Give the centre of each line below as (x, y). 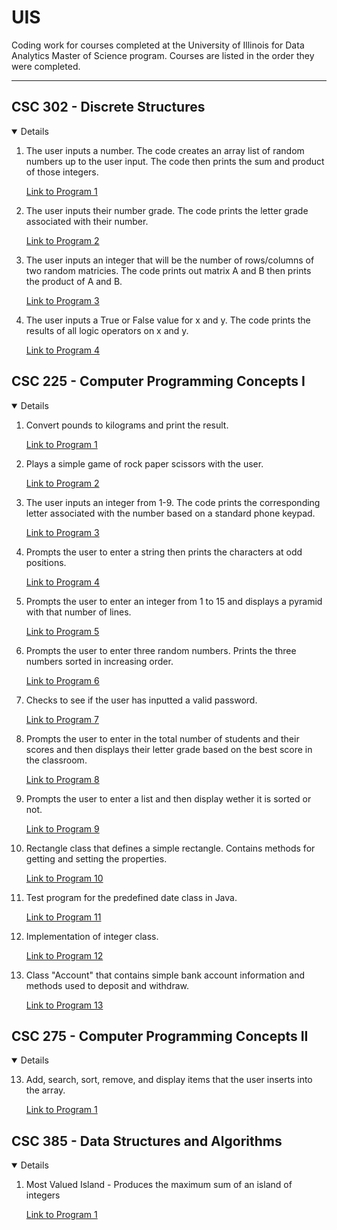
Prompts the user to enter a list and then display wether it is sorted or (168, 798)
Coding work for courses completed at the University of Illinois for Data (158, 45)
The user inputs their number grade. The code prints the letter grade (167, 210)
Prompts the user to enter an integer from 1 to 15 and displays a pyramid (174, 601)
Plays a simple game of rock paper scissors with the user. (144, 463)
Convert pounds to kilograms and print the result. (127, 425)
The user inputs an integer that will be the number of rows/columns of (170, 260)
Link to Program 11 (63, 917)
